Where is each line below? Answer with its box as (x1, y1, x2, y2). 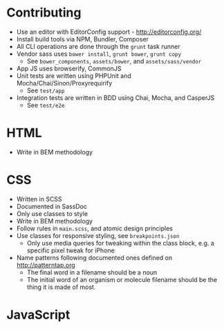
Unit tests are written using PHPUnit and (16, 71, 132, 80)
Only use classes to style (16, 209, 88, 218)
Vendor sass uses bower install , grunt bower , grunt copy (16, 50, 181, 58)
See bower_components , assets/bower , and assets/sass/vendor (26, 57, 202, 65)
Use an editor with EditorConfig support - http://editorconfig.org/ (16, 28, 202, 36)
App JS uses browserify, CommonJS (16, 64, 122, 72)
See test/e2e (26, 101, 65, 109)
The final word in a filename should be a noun (26, 268, 158, 277)
